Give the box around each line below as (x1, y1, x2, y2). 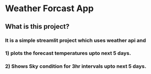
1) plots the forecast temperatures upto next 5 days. (5, 50, 131, 56)
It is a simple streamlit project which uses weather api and (5, 37, 146, 44)
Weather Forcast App (5, 3, 94, 14)
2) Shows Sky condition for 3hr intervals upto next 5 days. (5, 63, 147, 70)
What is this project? (5, 22, 70, 31)
